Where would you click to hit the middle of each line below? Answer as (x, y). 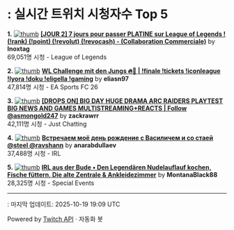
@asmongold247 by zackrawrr (53, 115)
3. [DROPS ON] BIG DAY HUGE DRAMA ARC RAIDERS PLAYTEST (115, 101)
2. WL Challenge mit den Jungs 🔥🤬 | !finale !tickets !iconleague (114, 71)
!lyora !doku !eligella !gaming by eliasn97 (68, 79)
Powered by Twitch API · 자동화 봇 (55, 219)
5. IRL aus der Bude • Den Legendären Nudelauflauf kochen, (109, 167)
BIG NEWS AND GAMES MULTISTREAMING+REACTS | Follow (97, 108)
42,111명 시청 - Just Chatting (47, 124)
